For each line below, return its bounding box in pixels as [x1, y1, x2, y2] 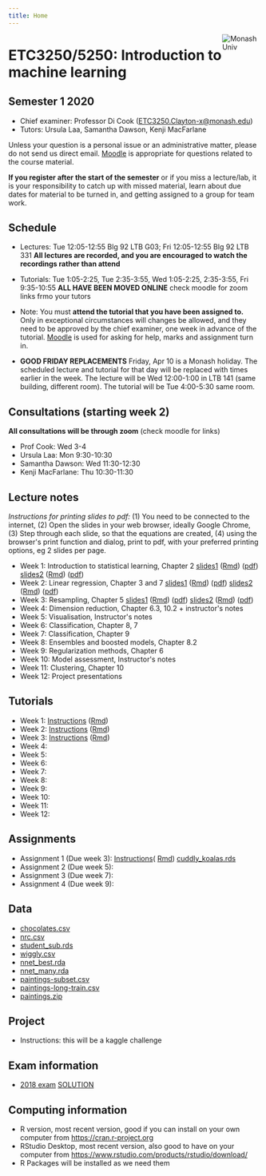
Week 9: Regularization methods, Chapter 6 [19, 646, 164, 656]
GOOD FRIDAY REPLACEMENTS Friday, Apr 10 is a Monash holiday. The [19, 356, 258, 366]
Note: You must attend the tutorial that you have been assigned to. [19, 307, 244, 316]
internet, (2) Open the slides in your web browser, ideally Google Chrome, [8, 520, 251, 530]
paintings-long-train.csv [19, 983, 100, 992]
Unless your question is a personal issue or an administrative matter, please [8, 140, 257, 149]
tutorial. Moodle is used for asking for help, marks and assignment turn [19, 332, 254, 342]
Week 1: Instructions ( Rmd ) [19, 716, 109, 725]
